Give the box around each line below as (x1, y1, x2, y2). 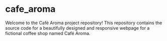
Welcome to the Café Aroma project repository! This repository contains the (5, 20, 162, 26)
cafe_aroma (5, 3, 56, 15)
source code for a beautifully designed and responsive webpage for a (5, 25, 150, 31)
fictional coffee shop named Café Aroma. (5, 30, 91, 36)
